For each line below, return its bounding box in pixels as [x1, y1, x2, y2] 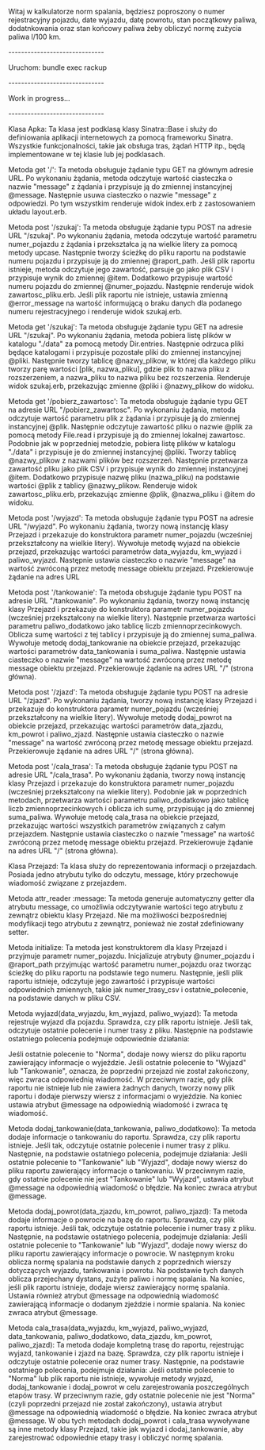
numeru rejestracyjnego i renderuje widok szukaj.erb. [8, 307, 183, 316]
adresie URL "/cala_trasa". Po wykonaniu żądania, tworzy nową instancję [8, 770, 246, 779]
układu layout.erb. [8, 207, 67, 217]
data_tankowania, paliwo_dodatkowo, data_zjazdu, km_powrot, [8, 1332, 213, 1340]
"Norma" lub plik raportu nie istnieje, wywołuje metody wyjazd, [8, 1374, 214, 1383]
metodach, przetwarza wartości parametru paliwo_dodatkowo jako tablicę [8, 795, 249, 805]
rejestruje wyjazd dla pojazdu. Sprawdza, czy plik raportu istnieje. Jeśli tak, [8, 1017, 253, 1026]
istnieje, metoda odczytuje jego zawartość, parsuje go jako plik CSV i [8, 265, 233, 274]
